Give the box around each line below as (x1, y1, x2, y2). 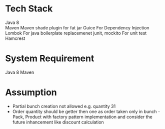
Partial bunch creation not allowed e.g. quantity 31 (12, 103, 116, 109)
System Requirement (5, 53, 94, 64)
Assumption (5, 87, 57, 98)
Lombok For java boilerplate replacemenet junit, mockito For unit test (5, 30, 147, 36)
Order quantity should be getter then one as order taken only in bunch (12, 108, 157, 115)
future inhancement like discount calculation (12, 119, 104, 125)
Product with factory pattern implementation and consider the (25, 114, 152, 120)
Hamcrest (5, 35, 25, 41)
